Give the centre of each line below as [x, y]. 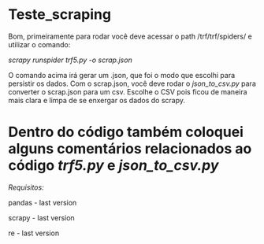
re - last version [34, 233]
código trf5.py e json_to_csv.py [113, 166]
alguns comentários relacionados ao [130, 149]
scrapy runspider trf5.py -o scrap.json [70, 60]
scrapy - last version [41, 217]
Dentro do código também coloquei [126, 132]
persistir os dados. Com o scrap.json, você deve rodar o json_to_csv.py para [132, 83]
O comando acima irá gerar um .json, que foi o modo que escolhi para [122, 75]
